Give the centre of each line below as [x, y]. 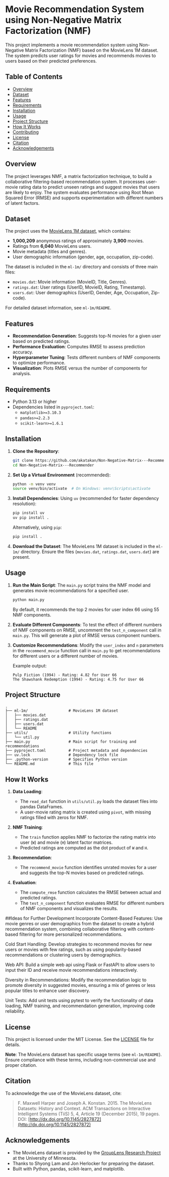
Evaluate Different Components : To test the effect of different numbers [87, 624]
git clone [23, 460]
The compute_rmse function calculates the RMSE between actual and [91, 892]
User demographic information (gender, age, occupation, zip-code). [83, 257]
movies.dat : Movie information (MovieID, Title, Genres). [70, 282]
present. [21, 557]
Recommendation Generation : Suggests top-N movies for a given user [87, 336]
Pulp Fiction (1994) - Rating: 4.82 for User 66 [65, 675]
